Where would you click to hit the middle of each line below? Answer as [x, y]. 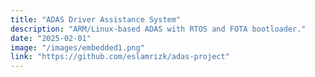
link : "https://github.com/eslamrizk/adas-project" [120, 57]
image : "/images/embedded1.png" [77, 47]
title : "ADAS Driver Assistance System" [96, 19]
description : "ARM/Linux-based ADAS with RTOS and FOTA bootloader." [158, 29]
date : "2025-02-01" [51, 38]
